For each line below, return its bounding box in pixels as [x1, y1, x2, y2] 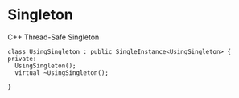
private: [7, 55, 37, 63]
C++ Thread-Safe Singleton [7, 32, 100, 42]
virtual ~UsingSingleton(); [14, 68, 109, 77]
